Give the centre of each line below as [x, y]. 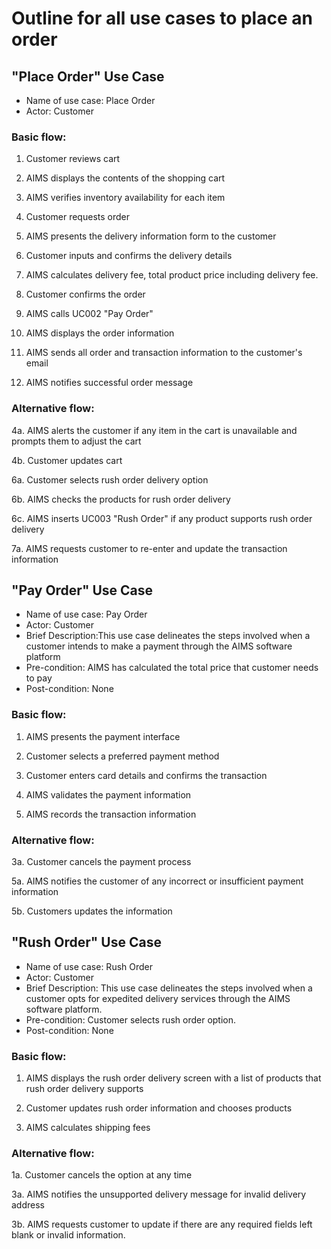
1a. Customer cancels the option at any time [102, 1175]
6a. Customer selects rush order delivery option [110, 479]
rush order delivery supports [84, 1089]
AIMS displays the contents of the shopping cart [125, 178]
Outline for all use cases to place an [162, 18]
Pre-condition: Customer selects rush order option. [131, 1019]
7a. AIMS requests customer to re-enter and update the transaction [149, 548]
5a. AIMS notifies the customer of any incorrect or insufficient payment [157, 881]
